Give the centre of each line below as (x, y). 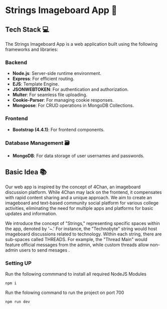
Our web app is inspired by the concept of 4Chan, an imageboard (73, 187)
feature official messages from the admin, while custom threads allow (77, 245)
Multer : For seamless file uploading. (50, 95)
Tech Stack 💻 (27, 29)
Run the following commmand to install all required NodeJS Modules (76, 274)
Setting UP (18, 263)
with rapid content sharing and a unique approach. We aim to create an (78, 197)
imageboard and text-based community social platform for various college (82, 203)
